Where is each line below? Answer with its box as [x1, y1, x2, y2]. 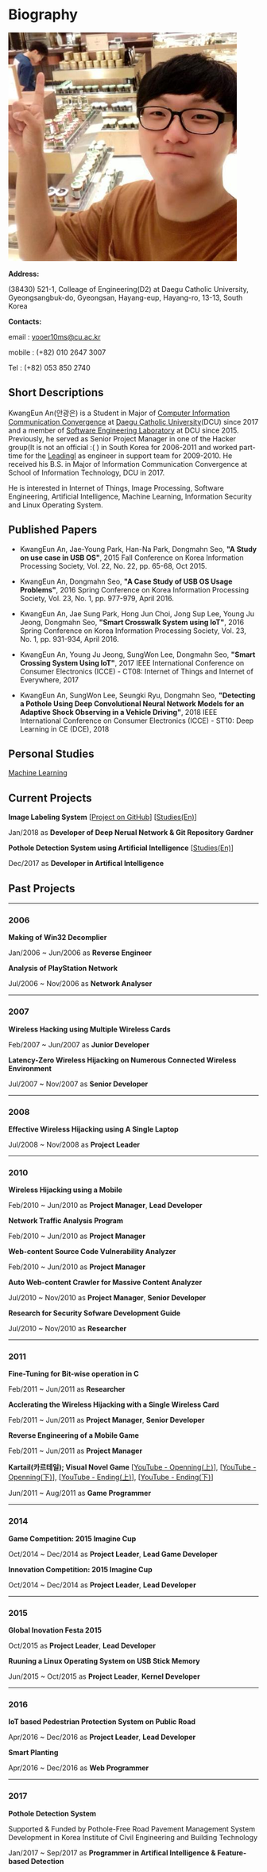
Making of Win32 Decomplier [8, 933, 107, 942]
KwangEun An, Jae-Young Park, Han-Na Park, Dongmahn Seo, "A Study [19, 544, 257, 553]
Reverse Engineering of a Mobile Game [8, 1431, 139, 1440]
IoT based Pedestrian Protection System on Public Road [8, 1717, 196, 1726]
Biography [8, 6, 78, 24]
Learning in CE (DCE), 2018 [19, 724, 110, 733]
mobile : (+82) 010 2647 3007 [8, 348, 106, 357]
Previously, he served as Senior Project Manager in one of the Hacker [8, 433, 237, 443]
